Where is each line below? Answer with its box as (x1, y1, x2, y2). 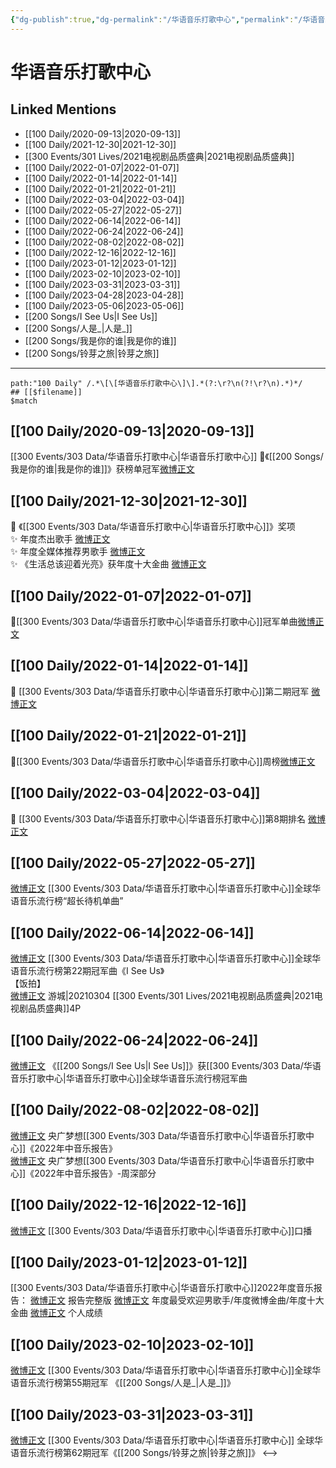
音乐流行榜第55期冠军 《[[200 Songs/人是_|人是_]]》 (18, 1377, 236, 1389)
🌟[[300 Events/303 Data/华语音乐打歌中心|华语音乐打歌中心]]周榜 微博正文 (10, 755, 316, 767)
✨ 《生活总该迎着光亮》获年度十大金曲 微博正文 (10, 558, 207, 570)
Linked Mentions (10, 101, 117, 118)
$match (10, 396, 38, 406)
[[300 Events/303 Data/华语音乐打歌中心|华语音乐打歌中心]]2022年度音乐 (10, 1282, 314, 1294)
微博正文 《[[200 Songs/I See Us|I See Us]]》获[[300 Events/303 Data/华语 (10, 1059, 322, 1071)
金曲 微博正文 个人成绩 (10, 1307, 103, 1319)
